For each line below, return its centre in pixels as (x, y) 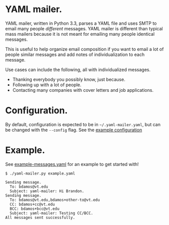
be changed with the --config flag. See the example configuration (74, 130)
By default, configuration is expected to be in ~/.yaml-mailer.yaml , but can (83, 124)
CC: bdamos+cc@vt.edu (32, 204)
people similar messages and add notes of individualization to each (75, 54)
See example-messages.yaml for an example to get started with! (72, 164)
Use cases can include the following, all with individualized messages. (78, 70)
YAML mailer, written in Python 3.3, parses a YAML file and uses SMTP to (81, 23)
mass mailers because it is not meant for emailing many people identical (80, 34)
